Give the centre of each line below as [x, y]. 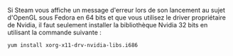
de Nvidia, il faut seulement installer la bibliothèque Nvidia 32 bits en [108, 25]
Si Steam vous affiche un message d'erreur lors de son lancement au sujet [116, 10]
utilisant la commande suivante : [54, 32]
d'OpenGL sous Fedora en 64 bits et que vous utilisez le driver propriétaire [116, 17]
